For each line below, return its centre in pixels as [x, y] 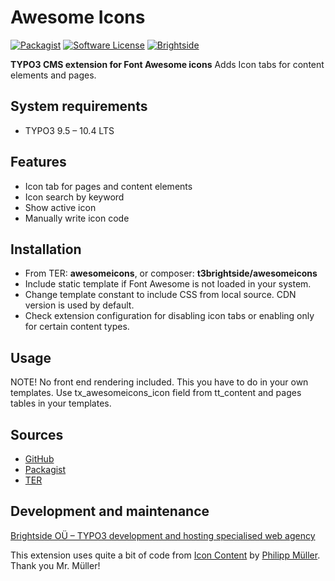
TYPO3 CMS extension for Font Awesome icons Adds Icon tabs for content [167, 64]
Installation [46, 249]
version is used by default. [79, 305]
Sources [37, 434]
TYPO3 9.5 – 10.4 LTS [69, 130]
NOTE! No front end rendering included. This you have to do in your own [159, 382]
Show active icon [60, 207]
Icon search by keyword [74, 197]
